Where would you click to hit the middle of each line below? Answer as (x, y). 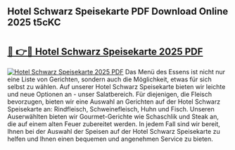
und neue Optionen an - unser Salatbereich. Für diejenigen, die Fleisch (110, 94)
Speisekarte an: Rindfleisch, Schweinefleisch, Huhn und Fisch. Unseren (111, 109)
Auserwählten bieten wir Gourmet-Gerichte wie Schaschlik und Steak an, (113, 116)
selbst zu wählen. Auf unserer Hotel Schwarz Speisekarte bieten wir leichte (116, 87)
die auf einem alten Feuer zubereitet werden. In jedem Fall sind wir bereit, (114, 124)
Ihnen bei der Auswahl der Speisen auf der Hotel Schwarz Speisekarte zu (114, 131)
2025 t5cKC (34, 23)
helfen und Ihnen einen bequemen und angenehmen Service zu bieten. (110, 139)
